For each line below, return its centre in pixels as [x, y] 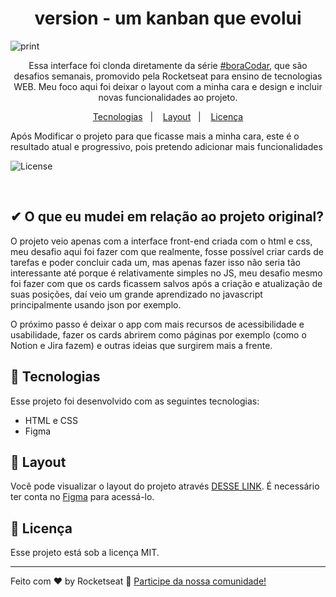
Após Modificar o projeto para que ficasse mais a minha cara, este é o [155, 136]
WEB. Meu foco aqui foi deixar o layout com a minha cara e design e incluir [168, 86]
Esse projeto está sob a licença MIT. [85, 553]
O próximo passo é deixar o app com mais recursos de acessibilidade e [157, 324]
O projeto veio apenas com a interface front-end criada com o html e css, [161, 241]
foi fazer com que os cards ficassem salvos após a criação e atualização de [166, 283]
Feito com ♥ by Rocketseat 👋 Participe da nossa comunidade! [138, 581]
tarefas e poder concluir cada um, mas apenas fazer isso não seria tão [155, 262]
